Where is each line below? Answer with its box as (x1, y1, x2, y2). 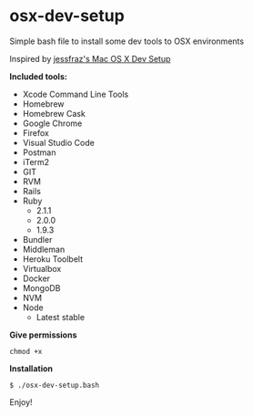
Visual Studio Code (22, 137, 96, 148)
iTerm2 (22, 156, 50, 167)
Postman (22, 147, 56, 158)
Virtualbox (22, 263, 62, 274)
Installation (9, 362, 53, 374)
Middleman (22, 244, 66, 255)
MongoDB (22, 282, 61, 293)
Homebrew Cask (22, 108, 86, 119)
